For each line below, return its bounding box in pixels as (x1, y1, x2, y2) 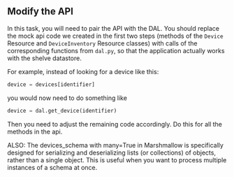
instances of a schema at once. (7, 163, 98, 171)
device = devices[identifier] (7, 80, 96, 88)
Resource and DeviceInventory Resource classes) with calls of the (7, 38, 198, 48)
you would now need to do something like (7, 94, 128, 102)
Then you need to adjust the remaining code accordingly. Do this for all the (7, 120, 222, 128)
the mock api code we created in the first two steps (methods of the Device (7, 31, 224, 40)
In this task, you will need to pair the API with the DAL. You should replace (7, 24, 220, 32)
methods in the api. (7, 127, 63, 136)
